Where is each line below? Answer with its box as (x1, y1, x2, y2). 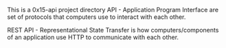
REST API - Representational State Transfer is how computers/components (7, 26, 219, 34)
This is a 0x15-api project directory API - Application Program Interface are (7, 6, 218, 14)
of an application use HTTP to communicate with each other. (7, 33, 179, 41)
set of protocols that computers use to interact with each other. (7, 13, 186, 21)
